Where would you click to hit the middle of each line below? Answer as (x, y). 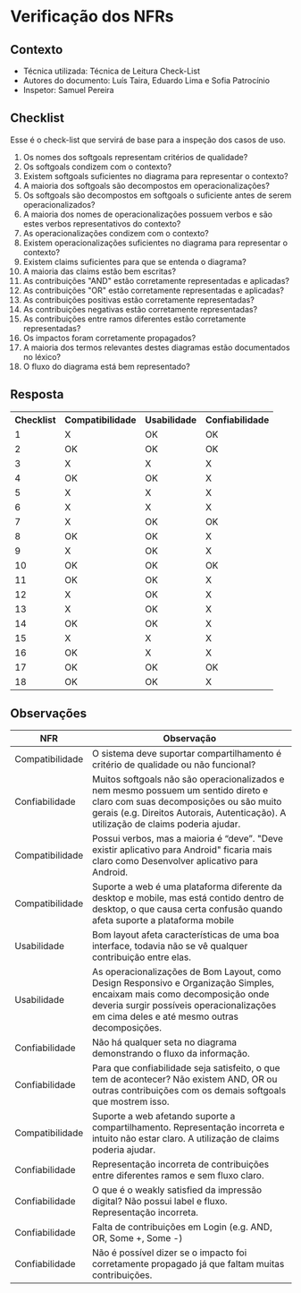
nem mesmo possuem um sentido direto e (180, 791)
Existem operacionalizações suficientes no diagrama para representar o (155, 243)
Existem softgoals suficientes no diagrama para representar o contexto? (155, 176)
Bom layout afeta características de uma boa (185, 935)
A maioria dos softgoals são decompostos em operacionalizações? (146, 185)
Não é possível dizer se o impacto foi (169, 1253)
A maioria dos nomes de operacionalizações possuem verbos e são (148, 214)
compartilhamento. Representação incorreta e (188, 1127)
